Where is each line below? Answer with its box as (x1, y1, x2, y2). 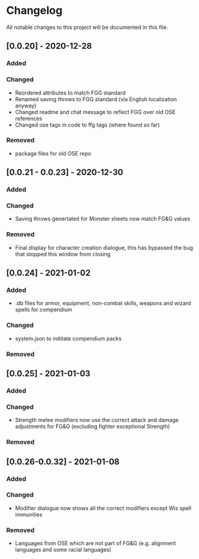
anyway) (14, 102, 37, 109)
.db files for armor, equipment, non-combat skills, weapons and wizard (14, 300, 191, 307)
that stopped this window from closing (14, 250, 111, 257)
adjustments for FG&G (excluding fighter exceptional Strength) (14, 423, 170, 430)
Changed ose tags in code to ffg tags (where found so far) (14, 121, 160, 128)
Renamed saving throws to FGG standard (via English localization (14, 95, 177, 103)
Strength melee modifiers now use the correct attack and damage (14, 417, 179, 424)
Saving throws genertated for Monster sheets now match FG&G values (14, 215, 191, 223)
